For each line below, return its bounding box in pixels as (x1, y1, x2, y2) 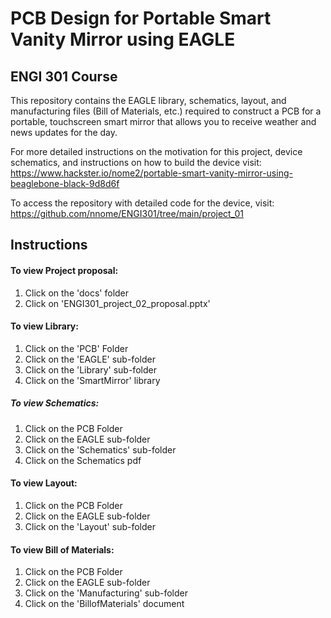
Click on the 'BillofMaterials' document (24, 598, 185, 610)
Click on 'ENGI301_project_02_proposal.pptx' (24, 297, 211, 309)
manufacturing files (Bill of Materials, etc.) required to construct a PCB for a (10, 105, 322, 117)
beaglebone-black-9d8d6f (10, 178, 120, 189)
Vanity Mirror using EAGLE (10, 28, 236, 51)
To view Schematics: (10, 397, 100, 409)
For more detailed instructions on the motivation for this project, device (10, 146, 303, 157)
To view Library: (10, 320, 79, 332)
